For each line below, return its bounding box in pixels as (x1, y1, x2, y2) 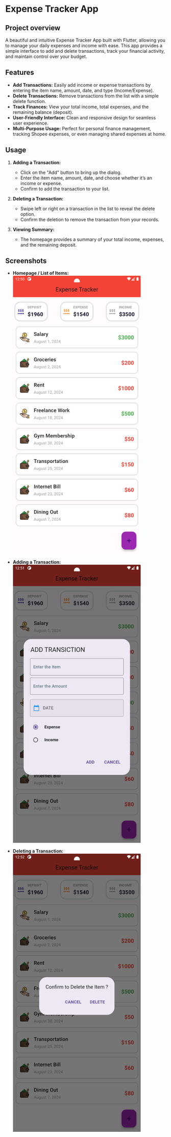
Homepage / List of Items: (12, 270, 69, 276)
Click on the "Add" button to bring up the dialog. (20, 169, 121, 175)
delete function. (12, 98, 46, 104)
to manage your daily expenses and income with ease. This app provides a (5, 43, 162, 49)
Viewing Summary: (12, 226, 55, 232)
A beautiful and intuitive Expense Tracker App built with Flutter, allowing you (5, 37, 166, 43)
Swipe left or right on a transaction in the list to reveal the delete (20, 206, 155, 212)
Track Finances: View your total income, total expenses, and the (12, 104, 149, 110)
